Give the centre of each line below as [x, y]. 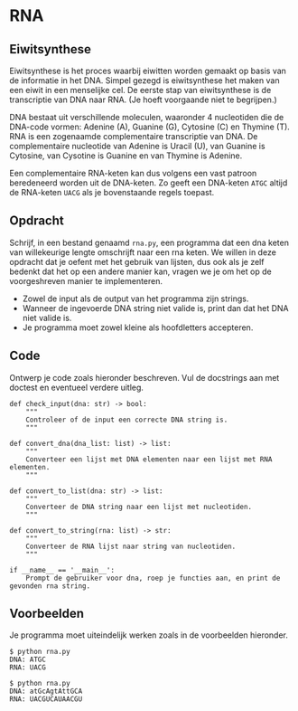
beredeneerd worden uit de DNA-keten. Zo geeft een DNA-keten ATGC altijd [149, 183]
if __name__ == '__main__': [62, 570]
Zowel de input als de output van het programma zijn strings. [135, 299]
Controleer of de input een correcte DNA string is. [127, 420]
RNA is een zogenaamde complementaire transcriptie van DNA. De [134, 136]
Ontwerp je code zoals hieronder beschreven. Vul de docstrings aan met [144, 377]
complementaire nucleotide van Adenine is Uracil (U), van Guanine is [137, 146]
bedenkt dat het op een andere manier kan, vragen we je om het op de [141, 271]
